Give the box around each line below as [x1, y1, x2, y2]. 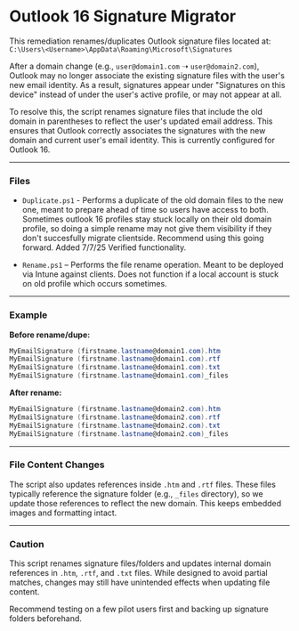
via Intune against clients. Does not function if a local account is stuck [21, 269, 279, 279]
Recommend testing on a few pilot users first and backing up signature [9, 603, 269, 615]
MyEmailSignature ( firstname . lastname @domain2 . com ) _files [9, 429, 229, 438]
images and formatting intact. [9, 507, 117, 518]
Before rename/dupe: [9, 329, 91, 340]
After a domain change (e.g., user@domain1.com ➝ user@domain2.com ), [9, 61, 260, 71]
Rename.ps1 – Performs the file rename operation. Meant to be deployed [21, 260, 284, 271]
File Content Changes [9, 458, 105, 471]
